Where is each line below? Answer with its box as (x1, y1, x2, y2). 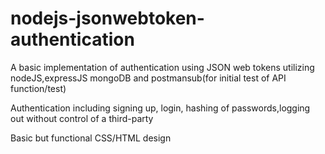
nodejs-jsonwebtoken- (10, 7, 205, 30)
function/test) (10, 82, 67, 94)
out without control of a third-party (10, 112, 154, 124)
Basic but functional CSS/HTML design (10, 132, 172, 144)
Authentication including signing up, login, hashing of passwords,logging (10, 102, 311, 114)
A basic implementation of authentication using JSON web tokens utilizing (10, 61, 315, 73)
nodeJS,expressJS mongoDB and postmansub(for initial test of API (10, 72, 287, 84)
